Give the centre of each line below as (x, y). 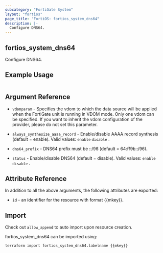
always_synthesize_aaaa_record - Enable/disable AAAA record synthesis (85, 134)
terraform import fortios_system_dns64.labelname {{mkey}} (67, 246)
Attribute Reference (36, 179)
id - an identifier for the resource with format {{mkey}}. (68, 200)
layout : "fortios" (24, 14)
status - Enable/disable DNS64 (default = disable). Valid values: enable (84, 158)
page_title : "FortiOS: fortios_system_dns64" (52, 19)
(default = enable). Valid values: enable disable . (61, 139)
